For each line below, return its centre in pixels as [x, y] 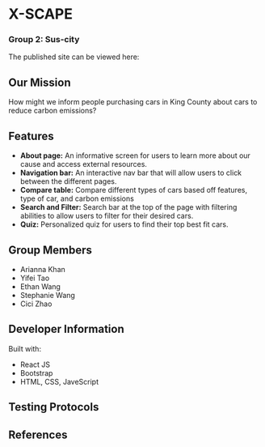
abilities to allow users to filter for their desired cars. [107, 216]
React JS [35, 364]
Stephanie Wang [47, 295]
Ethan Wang [40, 286]
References [38, 434]
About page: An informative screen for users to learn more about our [135, 155]
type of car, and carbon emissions [77, 198]
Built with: [25, 348]
